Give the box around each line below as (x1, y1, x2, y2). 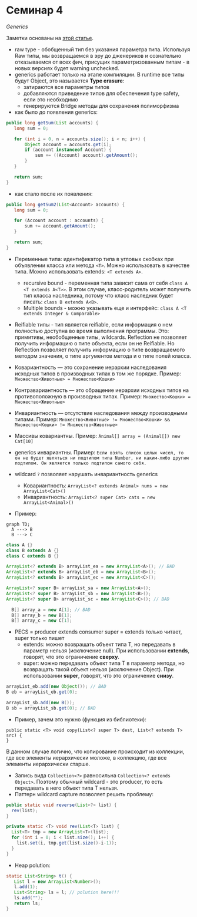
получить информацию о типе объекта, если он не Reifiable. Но (14, 339, 175, 347)
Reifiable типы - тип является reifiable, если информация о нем (14, 321, 173, 328)
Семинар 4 (6, 4, 64, 17)
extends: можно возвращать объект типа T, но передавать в (23, 641, 176, 648)
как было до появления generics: (14, 108, 98, 116)
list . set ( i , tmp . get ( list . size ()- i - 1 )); (16, 840, 117, 846)
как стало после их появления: (14, 190, 93, 197)
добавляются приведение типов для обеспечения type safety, (23, 90, 180, 97)
